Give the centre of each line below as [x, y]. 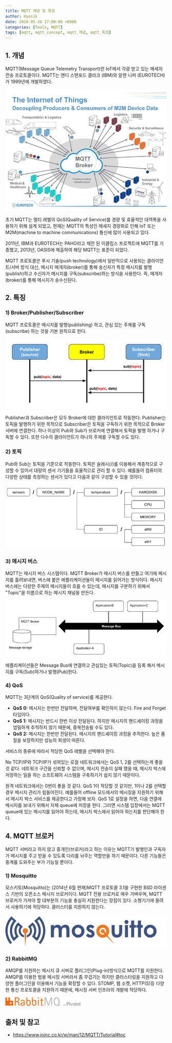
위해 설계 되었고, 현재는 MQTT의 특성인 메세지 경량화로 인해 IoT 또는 [87, 226]
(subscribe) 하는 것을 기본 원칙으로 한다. [46, 331]
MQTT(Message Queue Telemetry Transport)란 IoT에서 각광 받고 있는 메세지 [84, 68]
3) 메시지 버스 [21, 561]
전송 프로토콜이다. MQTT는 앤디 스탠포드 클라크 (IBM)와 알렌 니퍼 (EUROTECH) [85, 75]
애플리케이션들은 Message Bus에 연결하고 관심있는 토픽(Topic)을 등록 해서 [80, 665]
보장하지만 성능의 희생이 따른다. [54, 740]
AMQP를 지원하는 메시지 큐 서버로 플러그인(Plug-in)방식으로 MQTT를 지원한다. [84, 970]
